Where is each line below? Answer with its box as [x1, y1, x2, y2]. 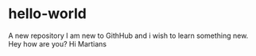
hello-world [8, 5, 87, 23]
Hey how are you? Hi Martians [8, 39, 107, 48]
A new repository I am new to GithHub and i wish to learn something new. [8, 31, 249, 40]
